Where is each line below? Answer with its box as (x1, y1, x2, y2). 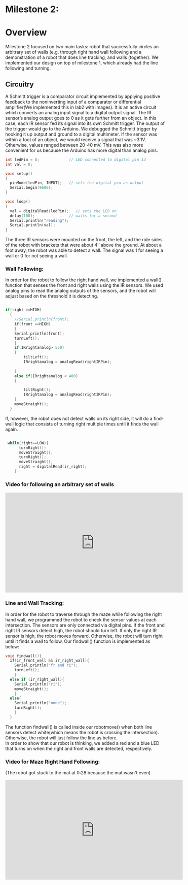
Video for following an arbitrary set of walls (5, 481, 114, 488)
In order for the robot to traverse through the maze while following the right (5, 611, 162, 617)
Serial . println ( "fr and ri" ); (14, 663, 79, 668)
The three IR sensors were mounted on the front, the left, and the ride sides (5, 237, 163, 243)
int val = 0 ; (5, 161, 33, 167)
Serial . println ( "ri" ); (14, 681, 62, 686)
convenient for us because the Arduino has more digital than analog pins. (5, 147, 158, 153)
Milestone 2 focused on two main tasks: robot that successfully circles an (5, 44, 159, 50)
